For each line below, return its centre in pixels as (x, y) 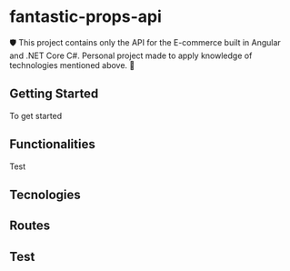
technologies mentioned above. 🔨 (72, 65)
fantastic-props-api (85, 17)
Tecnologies (45, 194)
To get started (36, 115)
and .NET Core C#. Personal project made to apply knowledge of (131, 55)
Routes (30, 226)
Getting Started (54, 94)
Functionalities (52, 144)
